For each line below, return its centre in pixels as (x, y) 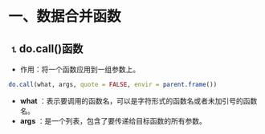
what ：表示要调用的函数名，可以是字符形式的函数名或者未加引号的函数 (139, 100)
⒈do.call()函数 (46, 49)
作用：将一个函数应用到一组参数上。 (80, 69)
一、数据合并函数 (65, 16)
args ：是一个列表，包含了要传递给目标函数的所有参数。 (113, 120)
